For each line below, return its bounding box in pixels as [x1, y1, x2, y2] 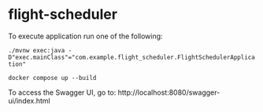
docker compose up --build [8, 74, 97, 81]
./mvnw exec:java [8, 46, 65, 54]
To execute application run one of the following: [8, 31, 163, 41]
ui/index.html [8, 96, 50, 105]
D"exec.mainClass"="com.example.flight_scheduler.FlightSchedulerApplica [8, 53, 256, 61]
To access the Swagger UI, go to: [8, 88, 117, 97]
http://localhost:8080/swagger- [117, 88, 220, 97]
